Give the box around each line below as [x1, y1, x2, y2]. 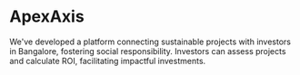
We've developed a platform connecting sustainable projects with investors [9, 36, 291, 47]
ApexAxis [9, 6, 85, 27]
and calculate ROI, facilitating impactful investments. [9, 55, 206, 66]
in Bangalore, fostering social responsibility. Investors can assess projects [9, 45, 286, 56]
